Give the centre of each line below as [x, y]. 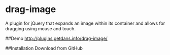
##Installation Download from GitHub [44, 48]
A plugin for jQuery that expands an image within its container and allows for [85, 23]
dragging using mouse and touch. [41, 28]
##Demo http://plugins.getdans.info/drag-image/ [56, 38]
